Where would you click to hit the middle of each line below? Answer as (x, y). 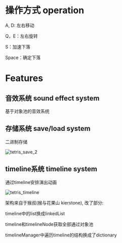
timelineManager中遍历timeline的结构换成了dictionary (61, 235)
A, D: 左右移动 (20, 25)
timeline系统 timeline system (51, 169)
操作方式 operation (45, 10)
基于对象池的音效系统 (27, 111)
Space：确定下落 (23, 57)
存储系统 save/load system (48, 129)
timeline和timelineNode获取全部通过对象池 (49, 224)
